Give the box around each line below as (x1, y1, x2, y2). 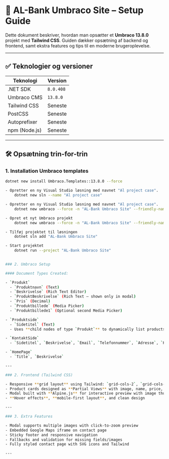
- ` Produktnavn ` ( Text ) (10, 285, 59, 290)
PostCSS (8, 110, 29, 117)
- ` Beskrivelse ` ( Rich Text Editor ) (10, 289, 87, 294)
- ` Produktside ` (5, 317, 39, 322)
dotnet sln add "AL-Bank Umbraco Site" (14, 234, 98, 239)
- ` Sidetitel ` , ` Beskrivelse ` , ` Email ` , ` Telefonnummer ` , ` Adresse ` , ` (10, 340, 163, 345)
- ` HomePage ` (5, 349, 33, 355)
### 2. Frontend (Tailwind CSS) (5, 372, 73, 378)
